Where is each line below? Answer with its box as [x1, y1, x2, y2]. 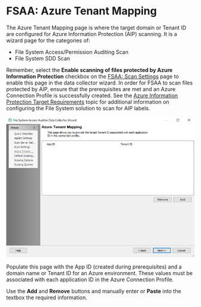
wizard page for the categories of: [6, 37, 91, 44]
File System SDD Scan [14, 55, 71, 62]
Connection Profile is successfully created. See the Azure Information [6, 92, 178, 99]
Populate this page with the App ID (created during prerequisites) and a [6, 263, 182, 270]
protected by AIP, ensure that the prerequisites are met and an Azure [6, 85, 176, 92]
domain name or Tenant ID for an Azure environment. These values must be [6, 270, 193, 277]
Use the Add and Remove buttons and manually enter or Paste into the [6, 288, 181, 295]
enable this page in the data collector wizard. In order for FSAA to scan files [6, 79, 193, 86]
